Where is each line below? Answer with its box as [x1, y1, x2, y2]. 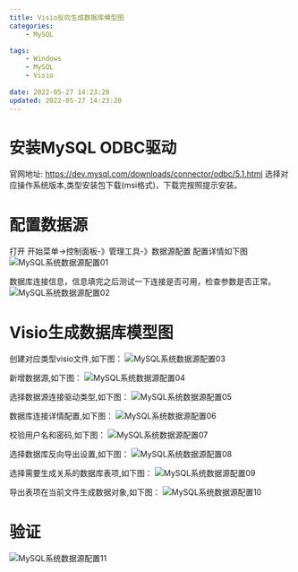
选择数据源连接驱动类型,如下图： [9, 392, 130, 403]
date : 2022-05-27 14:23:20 [9, 87, 110, 97]
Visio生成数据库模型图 [9, 322, 174, 342]
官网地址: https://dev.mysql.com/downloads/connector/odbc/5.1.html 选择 [9, 169, 281, 179]
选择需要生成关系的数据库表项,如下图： [9, 468, 154, 479]
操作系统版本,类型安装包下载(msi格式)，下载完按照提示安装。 [16, 180, 243, 191]
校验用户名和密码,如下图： [9, 429, 106, 440]
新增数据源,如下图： [9, 373, 83, 384]
